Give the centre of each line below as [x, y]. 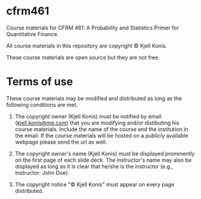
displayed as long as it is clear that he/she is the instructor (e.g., [94, 166]
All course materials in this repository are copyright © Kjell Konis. [87, 46]
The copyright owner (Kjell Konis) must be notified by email [88, 116]
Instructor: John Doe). [42, 173]
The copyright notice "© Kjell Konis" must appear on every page [95, 184]
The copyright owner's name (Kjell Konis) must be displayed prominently [105, 153]
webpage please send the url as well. [61, 142]
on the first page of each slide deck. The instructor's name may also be [103, 160]
